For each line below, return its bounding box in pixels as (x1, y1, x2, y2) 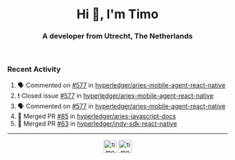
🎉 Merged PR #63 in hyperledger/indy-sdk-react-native (17, 119, 177, 128)
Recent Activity (7, 64, 62, 74)
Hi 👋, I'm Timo (76, 6, 159, 22)
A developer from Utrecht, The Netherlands (42, 31, 193, 41)
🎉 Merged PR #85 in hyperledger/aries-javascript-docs (17, 112, 176, 120)
